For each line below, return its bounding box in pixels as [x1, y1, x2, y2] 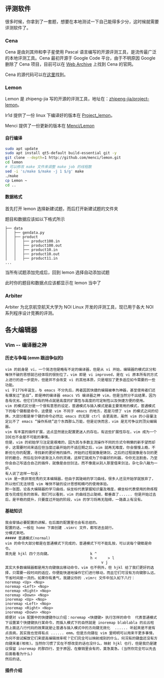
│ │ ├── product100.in [5, 239, 60, 243]
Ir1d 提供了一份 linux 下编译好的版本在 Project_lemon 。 [5, 112, 115, 119]
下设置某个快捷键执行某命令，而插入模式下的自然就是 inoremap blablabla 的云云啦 [5, 620, 155, 625]
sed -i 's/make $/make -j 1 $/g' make [5, 169, 84, 174]
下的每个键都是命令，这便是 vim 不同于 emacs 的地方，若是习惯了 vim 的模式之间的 [5, 409, 155, 413]
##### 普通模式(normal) [5, 535, 50, 540]
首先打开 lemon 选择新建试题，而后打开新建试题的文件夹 [5, 205, 119, 212]
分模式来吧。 [5, 531, 27, 535]
